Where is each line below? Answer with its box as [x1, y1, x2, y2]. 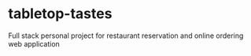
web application [8, 39, 61, 48]
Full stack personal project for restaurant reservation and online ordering [8, 31, 244, 40]
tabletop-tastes [8, 5, 113, 23]
